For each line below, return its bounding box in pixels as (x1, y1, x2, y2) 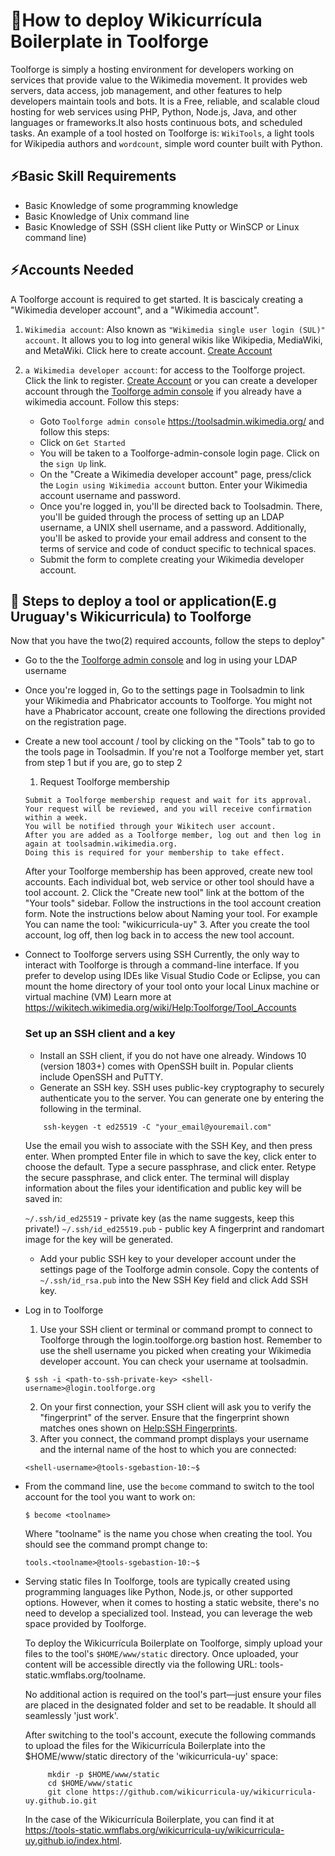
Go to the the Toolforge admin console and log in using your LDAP (24, 654, 298, 666)
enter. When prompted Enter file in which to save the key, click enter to (24, 1150, 317, 1162)
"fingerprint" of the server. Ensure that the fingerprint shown (39, 1411, 290, 1423)
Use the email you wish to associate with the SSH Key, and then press (24, 1139, 313, 1151)
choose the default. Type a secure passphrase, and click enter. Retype (24, 1160, 317, 1173)
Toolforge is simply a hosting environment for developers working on (10, 63, 294, 75)
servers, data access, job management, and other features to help (10, 84, 283, 96)
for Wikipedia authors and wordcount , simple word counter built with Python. (10, 137, 323, 149)
